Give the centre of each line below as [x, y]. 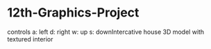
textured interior [30, 39]
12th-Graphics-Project [73, 13]
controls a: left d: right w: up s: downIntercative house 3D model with [106, 32]
